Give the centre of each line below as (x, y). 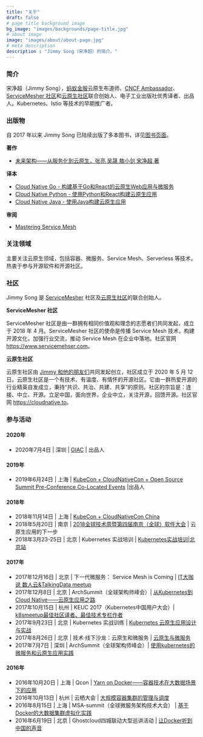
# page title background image (46, 23)
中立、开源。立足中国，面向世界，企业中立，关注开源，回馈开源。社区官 (107, 394)
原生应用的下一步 (36, 532)
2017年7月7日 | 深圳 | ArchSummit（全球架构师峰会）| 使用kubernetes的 (105, 645)
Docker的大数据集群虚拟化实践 (53, 713)
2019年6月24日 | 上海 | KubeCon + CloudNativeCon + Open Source (99, 479)
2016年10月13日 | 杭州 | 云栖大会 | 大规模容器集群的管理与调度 (92, 698)
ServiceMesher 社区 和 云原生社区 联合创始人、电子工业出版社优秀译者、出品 (100, 96)
